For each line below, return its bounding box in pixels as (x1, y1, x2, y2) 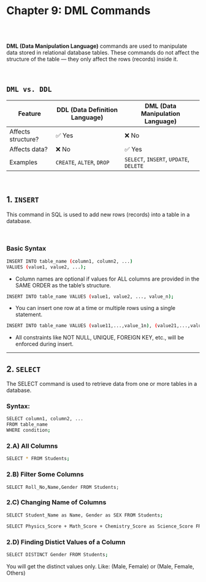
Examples (9, 157, 38, 166)
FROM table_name (6, 421, 48, 428)
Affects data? (9, 145, 48, 153)
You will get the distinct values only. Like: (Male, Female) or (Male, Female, (6, 562, 194, 570)
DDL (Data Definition (56, 105, 118, 114)
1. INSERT (6, 194, 39, 205)
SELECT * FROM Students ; (6, 456, 70, 462)
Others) (6, 569, 26, 576)
